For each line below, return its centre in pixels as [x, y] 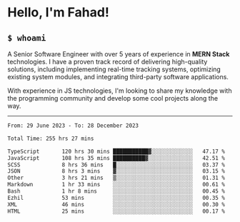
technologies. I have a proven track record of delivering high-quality [107, 62]
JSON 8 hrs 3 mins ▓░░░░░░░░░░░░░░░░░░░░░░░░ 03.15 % [116, 171]
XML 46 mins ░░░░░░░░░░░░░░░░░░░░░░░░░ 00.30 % [116, 204]
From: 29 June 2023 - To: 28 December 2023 [73, 126]
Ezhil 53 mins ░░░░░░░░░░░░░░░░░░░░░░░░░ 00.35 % [116, 198]
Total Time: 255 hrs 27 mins [51, 138]
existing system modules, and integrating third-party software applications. [118, 77]
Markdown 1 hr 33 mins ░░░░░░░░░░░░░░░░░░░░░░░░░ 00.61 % [116, 185]
